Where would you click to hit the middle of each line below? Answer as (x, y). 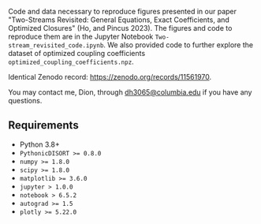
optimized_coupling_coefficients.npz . (71, 62)
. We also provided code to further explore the (179, 45)
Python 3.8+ (40, 144)
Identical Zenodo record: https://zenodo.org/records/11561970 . (110, 77)
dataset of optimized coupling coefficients (77, 53)
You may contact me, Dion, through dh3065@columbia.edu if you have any (130, 92)
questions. (25, 101)
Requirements (43, 125)
